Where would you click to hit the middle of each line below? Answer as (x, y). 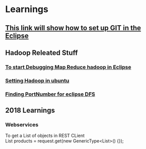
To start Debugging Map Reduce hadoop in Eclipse (68, 67)
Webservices (22, 125)
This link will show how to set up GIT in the (73, 28)
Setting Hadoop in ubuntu (37, 81)
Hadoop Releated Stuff (42, 53)
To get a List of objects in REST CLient (45, 136)
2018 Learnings (30, 110)
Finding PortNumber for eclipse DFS (50, 94)
